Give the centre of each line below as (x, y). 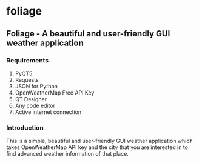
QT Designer (31, 99)
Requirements (28, 60)
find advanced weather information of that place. (67, 154)
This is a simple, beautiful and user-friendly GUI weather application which (99, 141)
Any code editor (35, 105)
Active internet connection (48, 112)
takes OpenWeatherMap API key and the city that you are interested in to (97, 147)
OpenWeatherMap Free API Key (55, 93)
